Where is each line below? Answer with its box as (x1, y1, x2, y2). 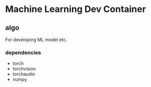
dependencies (5, 49, 41, 56)
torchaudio (12, 71, 35, 77)
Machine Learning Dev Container (5, 3, 146, 15)
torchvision (12, 66, 36, 72)
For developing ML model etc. (5, 36, 67, 42)
